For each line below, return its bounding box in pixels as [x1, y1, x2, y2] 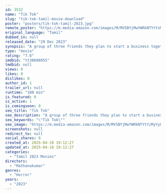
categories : [5, 150, 30, 155]
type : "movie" [5, 48, 35, 53]
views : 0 [5, 67, 23, 72]
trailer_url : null [5, 85, 43, 90]
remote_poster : [5, 26, 37, 31]
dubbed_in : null [5, 35, 39, 40]
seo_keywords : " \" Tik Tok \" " [5, 117, 65, 122]
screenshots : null [5, 126, 43, 131]
